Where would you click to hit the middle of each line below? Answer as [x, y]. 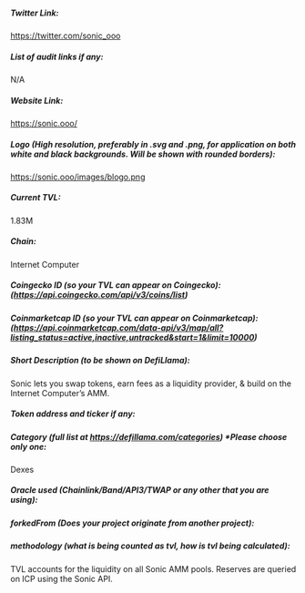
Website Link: [37, 100]
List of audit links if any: [57, 56]
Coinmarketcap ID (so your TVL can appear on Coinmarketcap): [134, 318]
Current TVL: [36, 198]
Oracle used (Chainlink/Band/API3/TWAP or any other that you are [140, 490]
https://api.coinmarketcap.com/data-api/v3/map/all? [118, 327]
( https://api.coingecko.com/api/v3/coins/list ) [99, 295]
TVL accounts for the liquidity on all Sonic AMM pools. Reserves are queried [153, 568]
